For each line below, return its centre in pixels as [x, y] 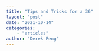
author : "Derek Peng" [33, 39]
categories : [21, 28]
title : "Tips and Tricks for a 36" [50, 11]
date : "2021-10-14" [30, 22]
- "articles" [33, 33]
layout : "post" [25, 17]
